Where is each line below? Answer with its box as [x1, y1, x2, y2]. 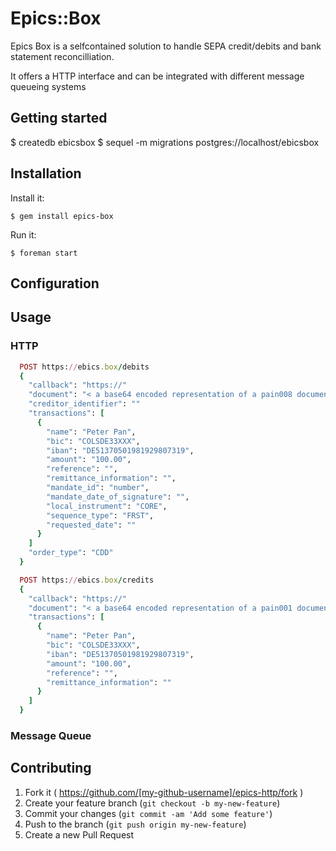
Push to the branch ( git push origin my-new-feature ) [24, 818, 247, 830]
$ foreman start [10, 248, 78, 258]
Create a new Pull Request [24, 828, 135, 841]
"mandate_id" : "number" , [46, 483, 150, 493]
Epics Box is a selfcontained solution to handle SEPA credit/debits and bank [10, 40, 322, 52]
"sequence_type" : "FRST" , [46, 510, 155, 521]
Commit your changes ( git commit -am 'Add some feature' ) [24, 807, 273, 819]
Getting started [10, 110, 108, 127]
